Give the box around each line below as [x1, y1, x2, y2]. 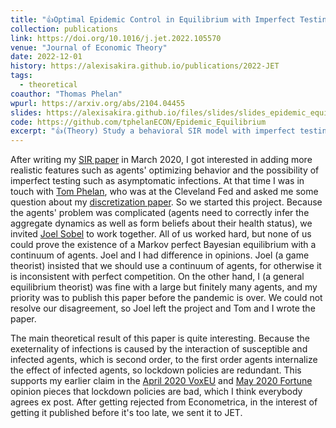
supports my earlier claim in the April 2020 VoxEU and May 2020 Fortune [10, 375, 313, 387]
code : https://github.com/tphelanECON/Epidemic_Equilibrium [10, 117, 267, 127]
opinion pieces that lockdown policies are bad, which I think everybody [10, 386, 303, 398]
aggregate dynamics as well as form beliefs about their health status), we [10, 217, 313, 230]
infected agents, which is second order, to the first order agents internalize [10, 354, 318, 366]
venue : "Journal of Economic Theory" [10, 42, 168, 53]
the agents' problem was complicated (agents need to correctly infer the [10, 207, 310, 219]
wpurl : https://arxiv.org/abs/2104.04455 [10, 98, 186, 108]
